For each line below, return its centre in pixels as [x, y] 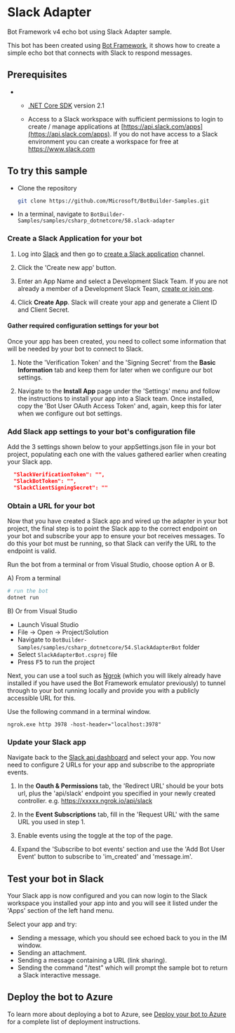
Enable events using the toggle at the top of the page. [95, 836]
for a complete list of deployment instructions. [74, 1021]
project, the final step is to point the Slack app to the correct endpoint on [112, 528]
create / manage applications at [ [76, 126]
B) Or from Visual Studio [42, 611]
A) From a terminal [34, 578]
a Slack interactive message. [59, 975]
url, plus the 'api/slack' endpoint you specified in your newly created [116, 793]
